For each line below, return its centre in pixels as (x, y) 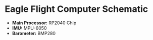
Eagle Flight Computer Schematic (76, 9)
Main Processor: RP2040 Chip (44, 23)
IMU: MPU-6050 (29, 28)
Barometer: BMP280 (34, 33)
